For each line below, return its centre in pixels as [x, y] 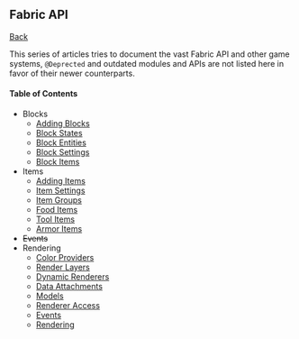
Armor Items [59, 229]
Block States [59, 133]
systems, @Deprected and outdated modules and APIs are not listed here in [147, 63]
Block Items [58, 162]
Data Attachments [69, 287]
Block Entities [61, 142]
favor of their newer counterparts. [72, 73]
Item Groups [59, 200]
